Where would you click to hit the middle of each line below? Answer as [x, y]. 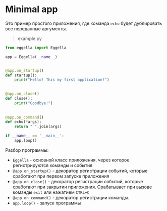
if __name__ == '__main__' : [35, 136]
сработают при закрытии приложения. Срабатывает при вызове [82, 187]
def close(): [19, 99]
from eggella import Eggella [36, 48]
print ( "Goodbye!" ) [34, 103]
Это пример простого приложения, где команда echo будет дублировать [84, 23]
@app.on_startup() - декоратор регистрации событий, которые [80, 171]
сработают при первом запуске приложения [61, 176]
